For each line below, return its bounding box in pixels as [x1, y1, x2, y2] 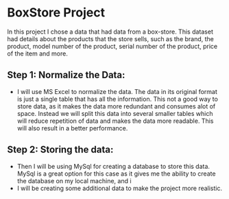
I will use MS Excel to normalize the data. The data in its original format [16, 87, 218, 95]
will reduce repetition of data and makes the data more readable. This [16, 117, 214, 125]
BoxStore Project [7, 5, 105, 21]
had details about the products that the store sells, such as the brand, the [7, 34, 215, 43]
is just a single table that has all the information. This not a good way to [16, 95, 218, 103]
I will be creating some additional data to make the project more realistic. [16, 184, 223, 192]
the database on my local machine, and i [16, 176, 132, 185]
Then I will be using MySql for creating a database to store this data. [16, 162, 210, 170]
